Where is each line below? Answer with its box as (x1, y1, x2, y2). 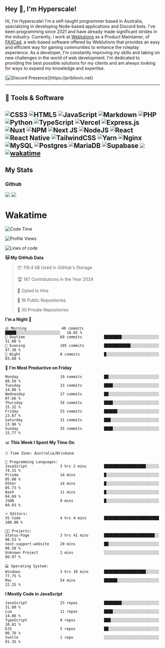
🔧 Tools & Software (5, 94, 64, 102)
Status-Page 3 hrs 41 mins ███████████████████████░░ (5, 533, 160, 538)
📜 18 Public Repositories (17, 297, 66, 304)
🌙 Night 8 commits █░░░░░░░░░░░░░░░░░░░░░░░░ (5, 352, 160, 357)
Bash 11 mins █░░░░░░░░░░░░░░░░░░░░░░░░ (5, 490, 160, 495)
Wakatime (5, 210, 48, 221)
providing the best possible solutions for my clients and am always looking (5, 60, 156, 66)
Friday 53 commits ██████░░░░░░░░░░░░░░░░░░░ (5, 409, 160, 414)
